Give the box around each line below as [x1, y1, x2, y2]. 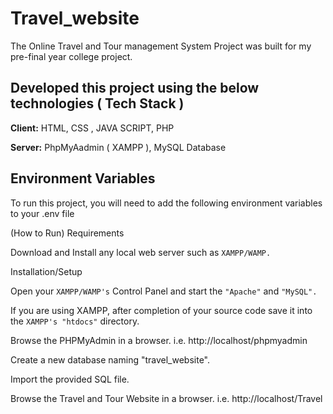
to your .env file [10, 207, 75, 219]
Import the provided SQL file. [10, 373, 130, 385]
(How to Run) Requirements [10, 227, 125, 239]
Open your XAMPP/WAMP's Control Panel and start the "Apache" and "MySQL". [10, 285, 318, 297]
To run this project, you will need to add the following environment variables [10, 197, 323, 209]
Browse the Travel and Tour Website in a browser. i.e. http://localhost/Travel [10, 392, 323, 404]
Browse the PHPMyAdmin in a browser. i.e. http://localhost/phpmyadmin [10, 334, 308, 346]
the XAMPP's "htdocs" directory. [10, 315, 140, 327]
